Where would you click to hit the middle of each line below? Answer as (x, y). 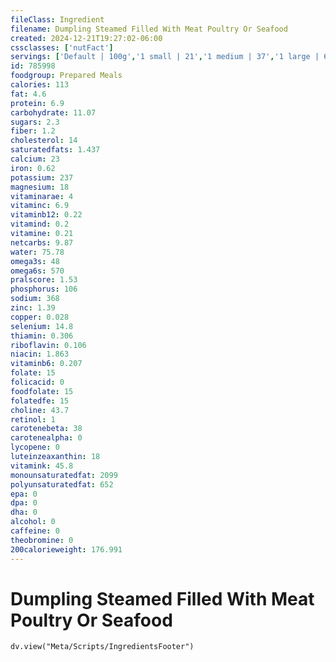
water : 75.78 (37, 252)
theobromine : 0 (42, 540)
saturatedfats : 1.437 (55, 150)
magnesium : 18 (40, 187)
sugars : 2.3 (35, 122)
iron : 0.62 (33, 168)
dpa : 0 (24, 503)
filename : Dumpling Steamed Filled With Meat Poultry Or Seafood (149, 29)
